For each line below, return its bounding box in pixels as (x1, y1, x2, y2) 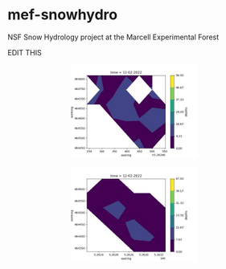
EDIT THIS (7, 47, 42, 57)
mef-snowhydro (7, 6, 118, 24)
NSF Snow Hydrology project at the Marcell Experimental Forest (7, 32, 220, 42)
